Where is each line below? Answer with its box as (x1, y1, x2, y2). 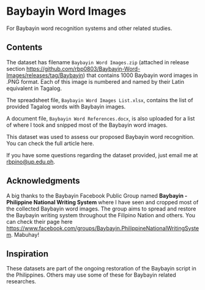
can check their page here (6, 218, 73, 225)
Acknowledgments (6, 176, 81, 186)
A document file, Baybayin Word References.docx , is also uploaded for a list (6, 114, 195, 122)
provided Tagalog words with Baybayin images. (6, 103, 126, 110)
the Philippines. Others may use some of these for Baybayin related (6, 271, 176, 279)
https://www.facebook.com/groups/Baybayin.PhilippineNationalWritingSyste (6, 225, 199, 232)
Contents (6, 42, 43, 53)
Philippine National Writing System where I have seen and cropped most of (6, 198, 199, 206)
